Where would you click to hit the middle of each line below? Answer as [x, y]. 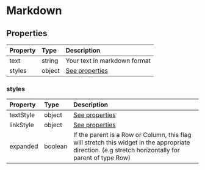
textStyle [22, 115]
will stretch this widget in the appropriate [131, 142]
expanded [24, 146]
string [50, 61]
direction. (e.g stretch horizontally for [126, 150]
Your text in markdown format [108, 61]
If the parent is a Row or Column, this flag [132, 135]
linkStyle [22, 125]
